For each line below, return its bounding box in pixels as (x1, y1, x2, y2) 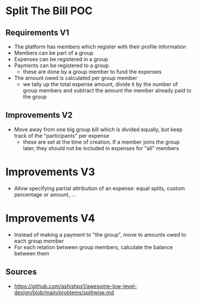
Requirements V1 (5, 28, 70, 38)
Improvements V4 (5, 211, 96, 225)
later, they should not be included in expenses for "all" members (22, 144, 179, 151)
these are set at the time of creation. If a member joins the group (22, 138, 180, 145)
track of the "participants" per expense (14, 132, 110, 139)
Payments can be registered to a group (14, 62, 109, 69)
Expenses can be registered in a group (14, 56, 109, 62)
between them (14, 250, 50, 257)
